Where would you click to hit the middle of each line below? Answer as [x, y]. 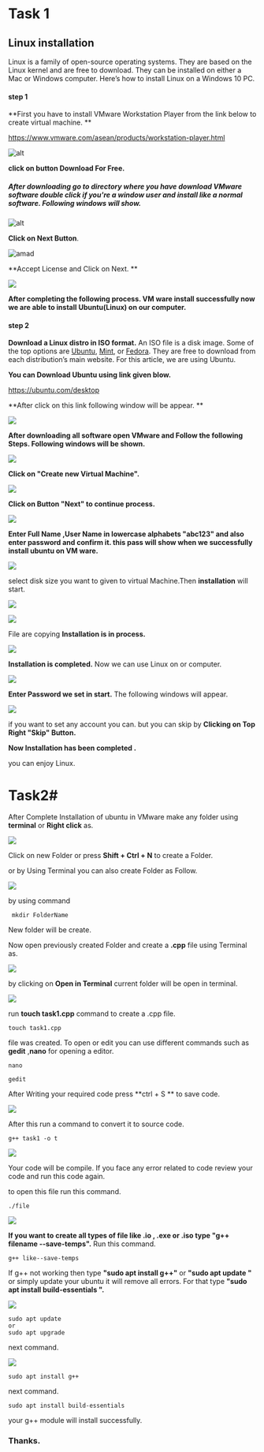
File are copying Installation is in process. [77, 634]
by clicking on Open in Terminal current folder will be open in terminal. [123, 984]
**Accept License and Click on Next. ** [73, 269]
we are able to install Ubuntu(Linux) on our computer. [97, 308]
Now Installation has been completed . [72, 748]
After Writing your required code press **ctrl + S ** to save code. [114, 1094]
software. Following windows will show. [75, 203]
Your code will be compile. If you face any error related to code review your [131, 1168]
